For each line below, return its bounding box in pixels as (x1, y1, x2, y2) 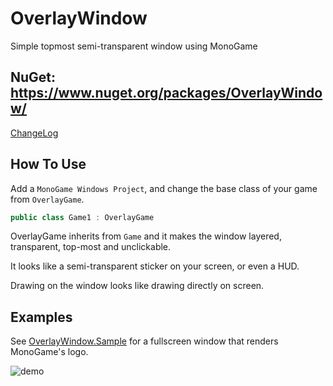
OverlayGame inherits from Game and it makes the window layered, (10, 230, 282, 242)
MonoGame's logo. (10, 346, 89, 358)
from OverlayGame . (10, 193, 85, 205)
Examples (10, 308, 73, 326)
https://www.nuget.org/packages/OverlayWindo (10, 85, 323, 102)
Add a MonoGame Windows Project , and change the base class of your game (10, 182, 318, 194)
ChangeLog (10, 127, 59, 139)
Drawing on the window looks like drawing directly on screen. (10, 280, 265, 292)
